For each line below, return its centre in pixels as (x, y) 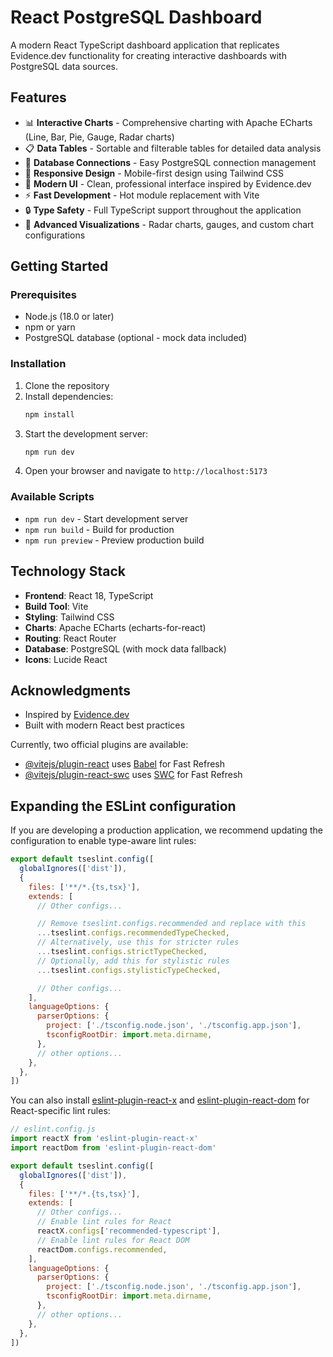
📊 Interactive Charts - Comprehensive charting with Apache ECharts (168, 122)
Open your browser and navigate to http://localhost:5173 (146, 471)
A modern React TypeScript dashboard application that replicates (145, 45)
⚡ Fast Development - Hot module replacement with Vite (142, 195)
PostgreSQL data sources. (64, 66)
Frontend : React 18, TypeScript (89, 595)
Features (38, 97)
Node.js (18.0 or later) (69, 317)
